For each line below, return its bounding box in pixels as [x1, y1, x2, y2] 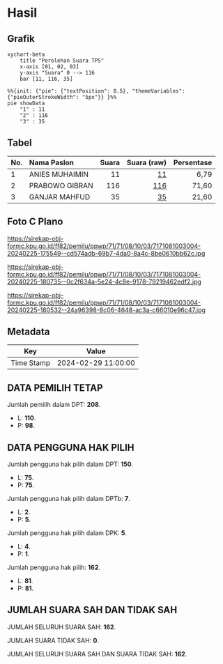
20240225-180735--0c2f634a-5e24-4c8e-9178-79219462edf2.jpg [7, 277, 202, 286]
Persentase [173, 157, 213, 167]
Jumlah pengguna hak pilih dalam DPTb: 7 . [7, 495, 130, 503]
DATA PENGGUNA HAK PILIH [7, 441, 134, 454]
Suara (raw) [126, 157, 167, 167]
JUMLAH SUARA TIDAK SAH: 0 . [7, 636, 100, 644]
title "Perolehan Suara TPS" [20, 57, 105, 64]
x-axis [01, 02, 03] [20, 63, 79, 70]
